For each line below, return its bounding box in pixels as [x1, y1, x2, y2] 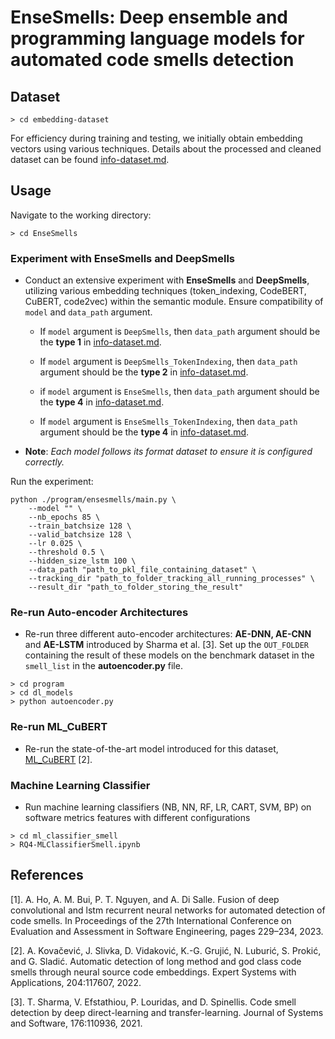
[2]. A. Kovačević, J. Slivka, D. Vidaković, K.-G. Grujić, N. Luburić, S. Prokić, [10, 944, 322, 956]
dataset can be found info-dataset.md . [10, 154, 170, 165]
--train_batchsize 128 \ [28, 521, 132, 531]
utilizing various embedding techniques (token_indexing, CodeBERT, [24, 285, 307, 297]
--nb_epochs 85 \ [28, 512, 101, 523]
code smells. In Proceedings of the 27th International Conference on [10, 914, 292, 926]
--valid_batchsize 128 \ [28, 530, 132, 540]
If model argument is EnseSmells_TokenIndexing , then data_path [39, 416, 298, 428]
